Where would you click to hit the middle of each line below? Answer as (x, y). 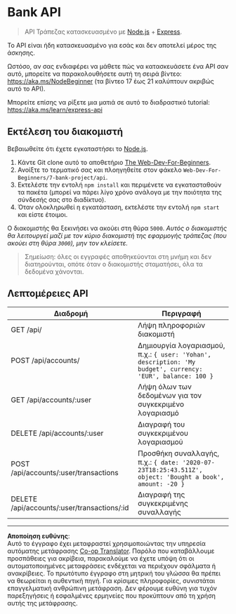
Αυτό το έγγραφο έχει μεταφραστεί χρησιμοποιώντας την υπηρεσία (106, 543)
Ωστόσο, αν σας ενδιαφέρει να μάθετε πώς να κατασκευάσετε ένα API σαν (118, 66)
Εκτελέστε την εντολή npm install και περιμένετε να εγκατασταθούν (119, 185)
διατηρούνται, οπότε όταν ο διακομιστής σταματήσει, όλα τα (114, 264)
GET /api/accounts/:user (51, 399)
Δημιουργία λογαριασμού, (182, 345)
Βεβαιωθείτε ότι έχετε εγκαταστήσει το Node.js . (78, 149)
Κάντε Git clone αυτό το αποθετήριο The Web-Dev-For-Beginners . (114, 162)
